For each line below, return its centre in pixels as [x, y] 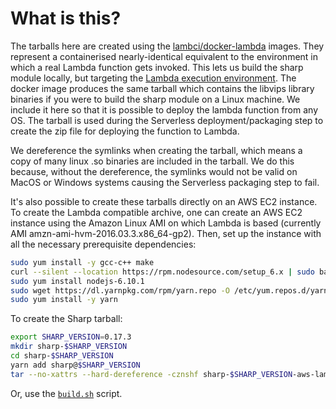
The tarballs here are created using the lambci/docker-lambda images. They [167, 46]
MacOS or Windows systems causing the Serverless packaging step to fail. [165, 182]
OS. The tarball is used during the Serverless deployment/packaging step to [167, 120]
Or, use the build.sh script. [66, 393]
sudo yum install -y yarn [64, 300]
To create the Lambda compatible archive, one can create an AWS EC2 [156, 212]
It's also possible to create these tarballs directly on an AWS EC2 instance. [164, 201]
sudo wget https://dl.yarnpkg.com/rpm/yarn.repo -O [120, 290]
